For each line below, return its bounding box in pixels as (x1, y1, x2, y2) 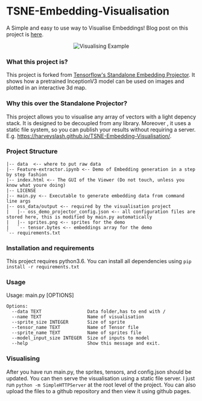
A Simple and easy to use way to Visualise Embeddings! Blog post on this (6, 24, 189, 31)
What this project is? (6, 57, 68, 66)
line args (6, 198, 31, 204)
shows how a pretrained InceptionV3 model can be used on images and (6, 77, 185, 85)
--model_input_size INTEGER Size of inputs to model (11, 335, 150, 341)
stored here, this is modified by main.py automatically (6, 214, 153, 220)
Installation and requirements (6, 244, 95, 252)
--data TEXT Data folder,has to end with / (11, 308, 166, 315)
